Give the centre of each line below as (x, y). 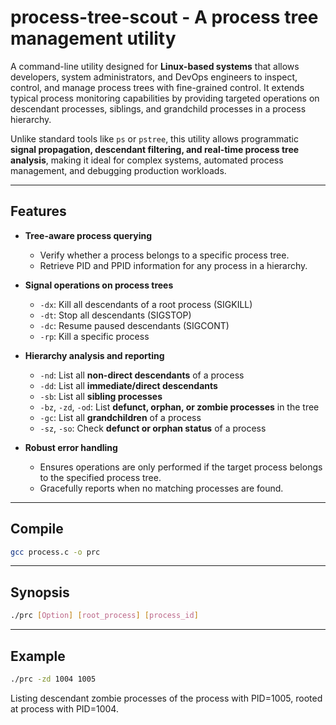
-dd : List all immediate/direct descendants (128, 385)
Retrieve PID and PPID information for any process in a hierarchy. (173, 265)
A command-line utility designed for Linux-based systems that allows (155, 66)
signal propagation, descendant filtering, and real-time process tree (155, 149)
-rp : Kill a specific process (94, 336)
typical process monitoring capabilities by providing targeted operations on (165, 98)
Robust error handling (71, 447)
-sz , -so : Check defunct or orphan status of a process (153, 428)
